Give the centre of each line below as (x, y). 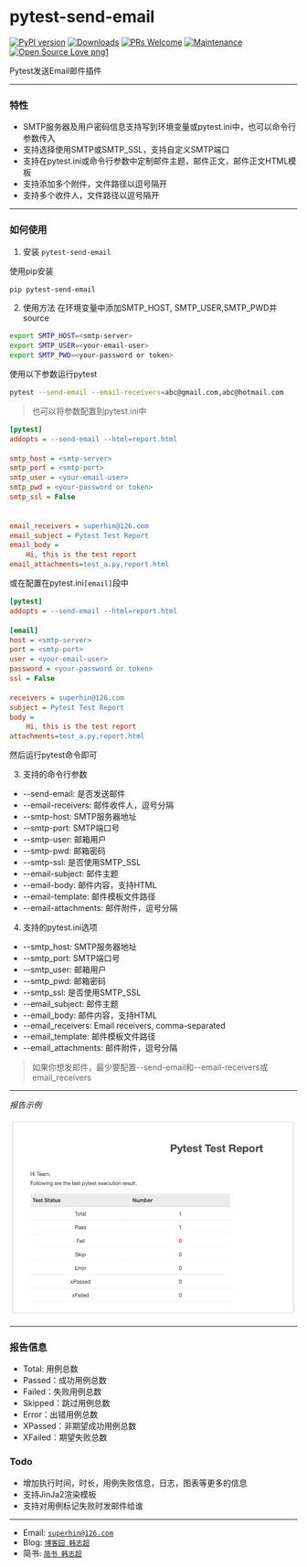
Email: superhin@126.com (68, 1532)
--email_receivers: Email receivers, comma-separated (124, 1026)
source (36, 318)
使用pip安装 (32, 270)
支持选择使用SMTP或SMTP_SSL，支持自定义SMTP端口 (126, 150)
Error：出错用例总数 (60, 1414)
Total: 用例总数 (51, 1369)
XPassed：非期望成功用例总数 (79, 1426)
